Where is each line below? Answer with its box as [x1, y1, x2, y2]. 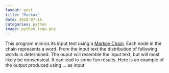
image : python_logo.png [5, 27, 56, 32]
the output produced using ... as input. [5, 62, 86, 68]
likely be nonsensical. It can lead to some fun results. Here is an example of [5, 57, 164, 63]
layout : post [5, 7, 33, 13]
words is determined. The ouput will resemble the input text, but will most [5, 52, 160, 58]
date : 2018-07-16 [5, 17, 42, 22]
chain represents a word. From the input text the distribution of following [5, 46, 157, 52]
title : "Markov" [5, 12, 40, 17]
